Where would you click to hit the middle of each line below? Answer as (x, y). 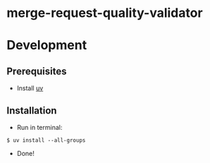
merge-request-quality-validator (105, 13)
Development (47, 46)
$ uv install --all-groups (46, 140)
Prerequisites (37, 71)
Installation (32, 110)
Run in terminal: (39, 127)
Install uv (30, 88)
